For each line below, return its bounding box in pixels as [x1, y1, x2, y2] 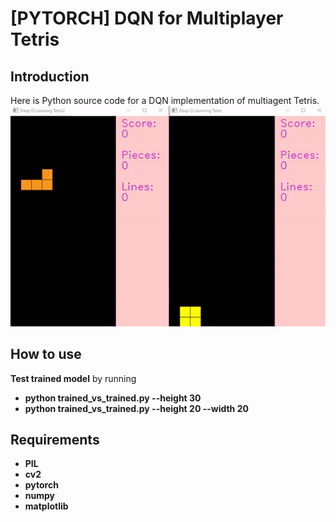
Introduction [10, 68, 90, 85]
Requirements [10, 432, 100, 448]
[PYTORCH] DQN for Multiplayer [10, 7, 284, 30]
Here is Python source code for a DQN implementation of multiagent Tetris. [10, 95, 320, 106]
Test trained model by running [10, 372, 137, 384]
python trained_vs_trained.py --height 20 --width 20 [24, 402, 249, 414]
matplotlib [24, 500, 69, 512]
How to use [10, 346, 82, 363]
